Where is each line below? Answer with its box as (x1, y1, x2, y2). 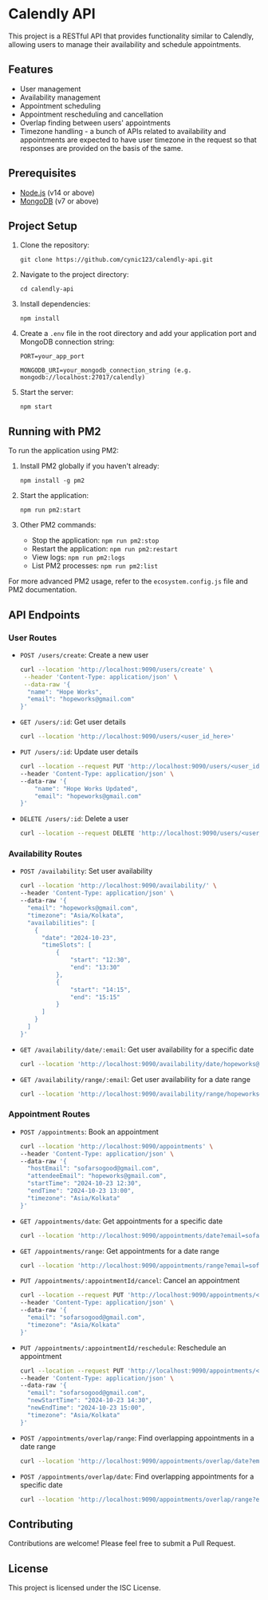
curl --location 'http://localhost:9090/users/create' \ (19, 666, 214, 674)
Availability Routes (8, 848, 82, 859)
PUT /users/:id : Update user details (19, 747, 139, 757)
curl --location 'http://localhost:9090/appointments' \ (19, 1142, 214, 1150)
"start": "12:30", (70, 956, 132, 964)
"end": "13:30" (70, 963, 121, 972)
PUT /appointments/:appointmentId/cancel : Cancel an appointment (19, 1276, 240, 1286)
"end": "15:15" (70, 993, 121, 1001)
